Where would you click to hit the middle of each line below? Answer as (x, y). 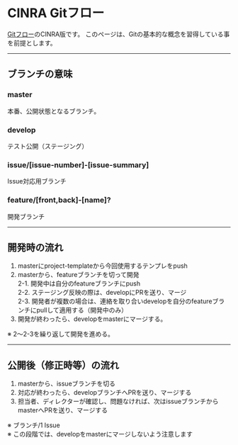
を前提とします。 (32, 43)
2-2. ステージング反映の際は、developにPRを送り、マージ (102, 293)
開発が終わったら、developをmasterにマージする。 (92, 319)
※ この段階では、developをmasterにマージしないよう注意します (100, 434)
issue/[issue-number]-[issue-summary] (78, 164)
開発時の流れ (35, 247)
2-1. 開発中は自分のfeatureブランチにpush (79, 283)
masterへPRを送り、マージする (63, 410)
